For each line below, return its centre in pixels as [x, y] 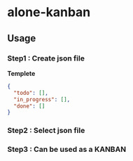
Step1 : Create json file [46, 58]
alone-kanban [49, 12]
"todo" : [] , [31, 93]
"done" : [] [29, 106]
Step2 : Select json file [46, 131]
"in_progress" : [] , [42, 99]
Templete [21, 73]
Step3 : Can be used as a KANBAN [67, 150]
